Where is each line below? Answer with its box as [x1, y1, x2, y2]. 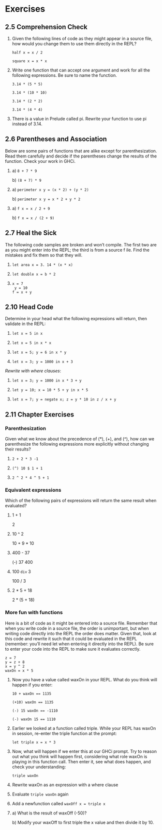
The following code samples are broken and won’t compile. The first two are [5, 242, 157, 247]
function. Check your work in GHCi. [5, 158, 76, 164]
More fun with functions [5, 609, 63, 616]
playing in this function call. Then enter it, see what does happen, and [12, 759, 151, 764]
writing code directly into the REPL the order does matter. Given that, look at [5, 630, 157, 636]
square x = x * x [12, 59, 47, 64]
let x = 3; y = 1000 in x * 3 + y [12, 378, 82, 383]
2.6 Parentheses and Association [5, 135, 107, 143]
